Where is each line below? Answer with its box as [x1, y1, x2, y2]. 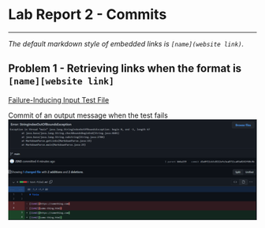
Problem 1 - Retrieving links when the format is [8, 62, 242, 76]
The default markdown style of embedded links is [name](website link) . [8, 39, 244, 48]
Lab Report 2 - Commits [8, 6, 167, 24]
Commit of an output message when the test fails [8, 110, 168, 120]
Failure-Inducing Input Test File [8, 95, 110, 104]
